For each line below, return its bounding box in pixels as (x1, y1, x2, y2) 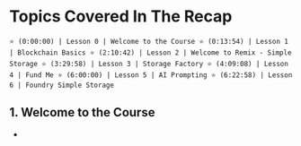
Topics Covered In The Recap (9, 6, 233, 27)
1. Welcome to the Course (9, 105, 155, 120)
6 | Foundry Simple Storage (9, 81, 115, 90)
